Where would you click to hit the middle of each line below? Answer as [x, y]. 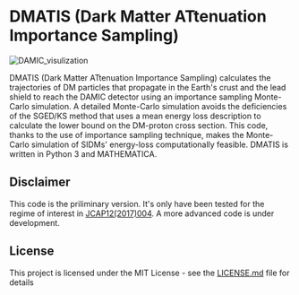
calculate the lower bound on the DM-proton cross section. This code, [139, 125]
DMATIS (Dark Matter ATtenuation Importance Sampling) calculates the [140, 77]
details [21, 282]
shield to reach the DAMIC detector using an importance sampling [131, 97]
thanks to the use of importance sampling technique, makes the [127, 134]
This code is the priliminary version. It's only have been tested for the [137, 204]
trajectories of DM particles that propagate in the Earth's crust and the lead [148, 87]
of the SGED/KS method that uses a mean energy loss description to [135, 116]
